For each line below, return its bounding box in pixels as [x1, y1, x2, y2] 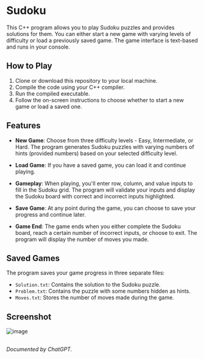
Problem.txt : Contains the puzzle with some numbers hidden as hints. [15, 287, 191, 295]
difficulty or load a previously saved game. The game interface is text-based [6, 37, 198, 44]
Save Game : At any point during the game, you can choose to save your [15, 204, 196, 212]
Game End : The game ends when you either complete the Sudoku [15, 223, 181, 230]
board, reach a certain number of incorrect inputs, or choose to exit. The [15, 229, 197, 236]
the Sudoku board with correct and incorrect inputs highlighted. [15, 192, 175, 200]
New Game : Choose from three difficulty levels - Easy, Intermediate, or [15, 136, 194, 144]
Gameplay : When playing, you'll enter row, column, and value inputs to [15, 179, 193, 187]
